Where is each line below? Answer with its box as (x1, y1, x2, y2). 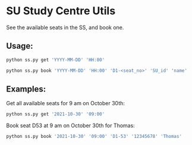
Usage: (6, 41, 34, 51)
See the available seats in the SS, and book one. (6, 24, 124, 31)
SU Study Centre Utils (6, 4, 116, 18)
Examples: (6, 84, 46, 94)
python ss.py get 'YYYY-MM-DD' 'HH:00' (6, 56, 105, 63)
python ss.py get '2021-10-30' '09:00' (6, 111, 105, 117)
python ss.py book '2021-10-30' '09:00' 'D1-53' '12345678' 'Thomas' (6, 134, 182, 140)
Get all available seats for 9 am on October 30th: (6, 100, 125, 107)
